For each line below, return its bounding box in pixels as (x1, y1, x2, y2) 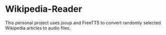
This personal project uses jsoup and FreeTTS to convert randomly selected (5, 20, 161, 26)
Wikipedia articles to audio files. (5, 25, 71, 31)
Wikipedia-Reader (5, 3, 82, 15)
